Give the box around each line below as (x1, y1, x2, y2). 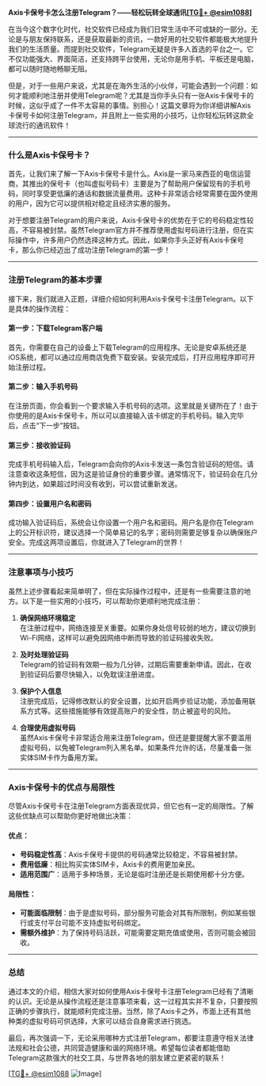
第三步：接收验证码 (8, 440, 71, 450)
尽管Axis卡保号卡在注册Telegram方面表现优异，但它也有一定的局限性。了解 (8, 801, 254, 811)
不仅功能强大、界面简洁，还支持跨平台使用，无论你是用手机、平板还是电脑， (8, 55, 258, 63)
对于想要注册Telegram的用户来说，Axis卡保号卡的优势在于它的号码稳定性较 (8, 215, 254, 225)
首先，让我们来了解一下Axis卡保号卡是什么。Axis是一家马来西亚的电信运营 (8, 169, 252, 179)
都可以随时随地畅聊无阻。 (8, 64, 92, 74)
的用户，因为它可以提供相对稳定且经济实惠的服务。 (8, 199, 175, 208)
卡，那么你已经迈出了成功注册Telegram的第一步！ (8, 245, 171, 255)
